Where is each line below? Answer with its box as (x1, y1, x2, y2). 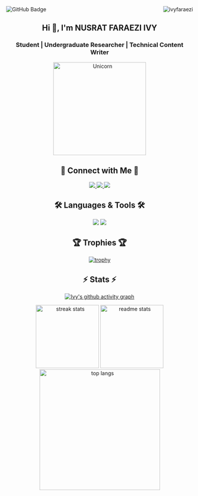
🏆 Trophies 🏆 (72, 237, 127, 247)
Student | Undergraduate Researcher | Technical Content (15, 41, 184, 49)
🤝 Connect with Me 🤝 (60, 166, 139, 176)
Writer (90, 48, 109, 56)
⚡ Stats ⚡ (82, 274, 117, 284)
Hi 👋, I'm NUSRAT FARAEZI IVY (41, 23, 158, 33)
